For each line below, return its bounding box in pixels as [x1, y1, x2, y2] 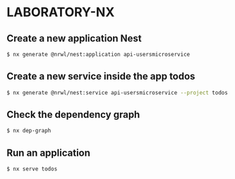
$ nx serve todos [6, 166, 58, 173]
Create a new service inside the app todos [6, 70, 195, 82]
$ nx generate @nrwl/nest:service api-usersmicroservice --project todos [6, 89, 229, 96]
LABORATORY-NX [6, 4, 115, 20]
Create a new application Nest [6, 32, 142, 44]
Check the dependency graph [6, 109, 140, 121]
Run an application [6, 147, 91, 159]
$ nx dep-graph [6, 128, 52, 135]
